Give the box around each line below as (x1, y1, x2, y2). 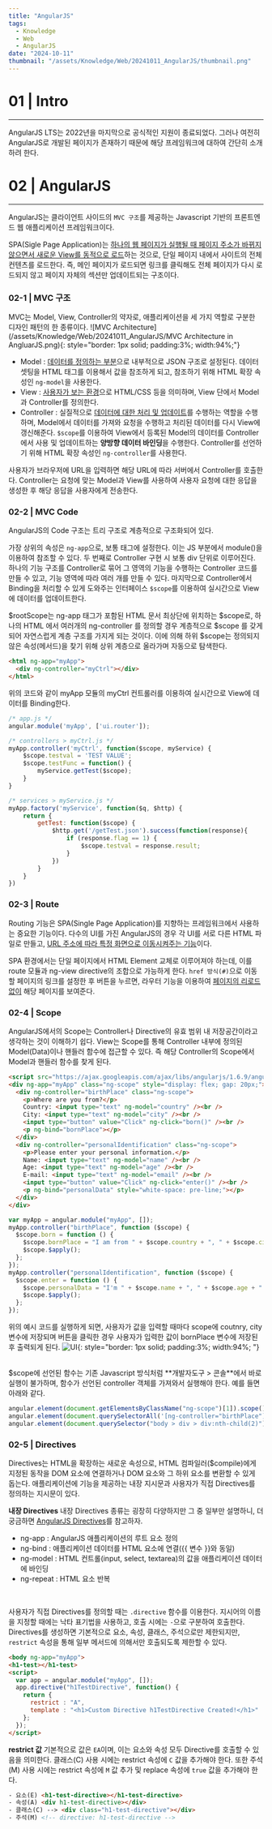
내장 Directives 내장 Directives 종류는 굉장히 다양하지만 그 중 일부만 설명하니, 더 (8, 1505, 264, 1515)
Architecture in (184, 332, 233, 341)
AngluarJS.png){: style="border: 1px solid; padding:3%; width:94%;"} (8, 340, 240, 350)
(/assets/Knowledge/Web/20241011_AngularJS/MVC (8, 332, 183, 341)
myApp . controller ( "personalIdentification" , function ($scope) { (8, 1269, 233, 1277)
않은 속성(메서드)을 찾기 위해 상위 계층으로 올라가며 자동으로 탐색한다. (8, 642, 228, 651)
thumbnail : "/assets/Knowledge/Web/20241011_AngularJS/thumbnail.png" (8, 58, 252, 66)
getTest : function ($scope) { (37, 819, 136, 827)
